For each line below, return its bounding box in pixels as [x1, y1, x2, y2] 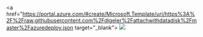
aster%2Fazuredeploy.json [6, 24, 74, 31]
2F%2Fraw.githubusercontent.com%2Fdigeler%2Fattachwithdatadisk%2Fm [6, 17, 197, 24]
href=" [6, 10, 23, 18]
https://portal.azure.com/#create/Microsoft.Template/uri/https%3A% [22, 10, 196, 18]
